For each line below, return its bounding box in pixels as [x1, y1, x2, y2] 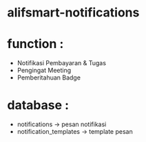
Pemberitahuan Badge [17, 73, 81, 82]
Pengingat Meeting [17, 67, 72, 75]
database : [7, 97, 70, 113]
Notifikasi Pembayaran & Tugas [17, 59, 107, 67]
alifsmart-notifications [7, 5, 140, 21]
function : [7, 36, 64, 52]
